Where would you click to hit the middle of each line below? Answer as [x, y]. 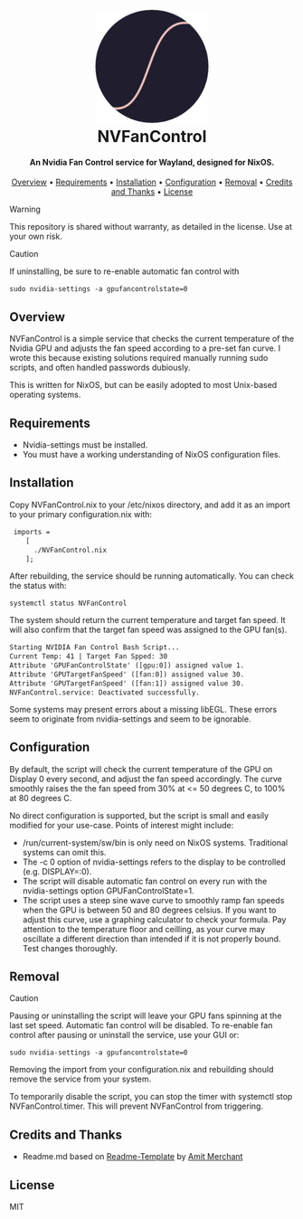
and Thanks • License [152, 192]
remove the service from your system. [80, 1079]
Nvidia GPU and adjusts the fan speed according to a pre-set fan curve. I [145, 348]
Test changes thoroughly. [70, 948]
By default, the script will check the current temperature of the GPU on [141, 769]
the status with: [38, 585]
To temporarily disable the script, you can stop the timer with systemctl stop [151, 1097]
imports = [32, 532]
